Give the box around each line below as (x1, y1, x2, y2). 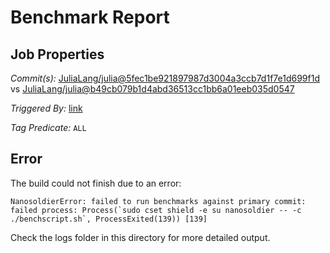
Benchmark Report (10, 6, 170, 29)
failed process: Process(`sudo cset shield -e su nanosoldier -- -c (10, 205, 302, 215)
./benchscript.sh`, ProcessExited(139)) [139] (10, 214, 208, 224)
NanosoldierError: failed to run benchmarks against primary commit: (10, 196, 307, 206)
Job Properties (10, 46, 105, 63)
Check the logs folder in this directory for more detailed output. (10, 231, 271, 243)
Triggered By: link (10, 102, 83, 114)
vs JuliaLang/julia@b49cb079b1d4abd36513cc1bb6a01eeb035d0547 (10, 83, 295, 95)
